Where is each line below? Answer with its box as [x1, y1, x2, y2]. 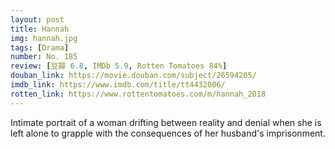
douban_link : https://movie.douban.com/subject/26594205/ [10, 71, 257, 81]
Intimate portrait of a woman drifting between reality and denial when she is [10, 116, 322, 128]
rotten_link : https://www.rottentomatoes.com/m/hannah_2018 [10, 89, 267, 99]
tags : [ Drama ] [10, 42, 70, 53]
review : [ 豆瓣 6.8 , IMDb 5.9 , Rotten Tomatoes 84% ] [10, 61, 228, 71]
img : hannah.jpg [10, 33, 78, 43]
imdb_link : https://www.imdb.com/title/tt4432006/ [10, 80, 226, 90]
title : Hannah [10, 24, 70, 34]
